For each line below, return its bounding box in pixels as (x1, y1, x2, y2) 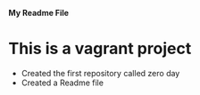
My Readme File (8, 8, 69, 18)
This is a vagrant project (8, 39, 192, 59)
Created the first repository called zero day (21, 67, 180, 78)
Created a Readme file (21, 77, 104, 88)
